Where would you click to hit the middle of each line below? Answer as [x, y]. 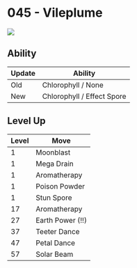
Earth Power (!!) [61, 220]
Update [23, 73]
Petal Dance [55, 243]
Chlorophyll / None [73, 85]
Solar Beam [55, 254]
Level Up [26, 121]
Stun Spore [54, 198]
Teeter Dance [58, 231]
